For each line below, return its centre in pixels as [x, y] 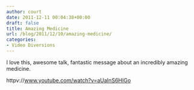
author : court [24, 12]
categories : [21, 40]
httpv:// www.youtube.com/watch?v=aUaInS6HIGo [69, 80]
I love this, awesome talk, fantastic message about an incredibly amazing [97, 62]
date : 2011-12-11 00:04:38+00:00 [48, 17]
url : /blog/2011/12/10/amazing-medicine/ [59, 34]
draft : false [23, 23]
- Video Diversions [31, 46]
